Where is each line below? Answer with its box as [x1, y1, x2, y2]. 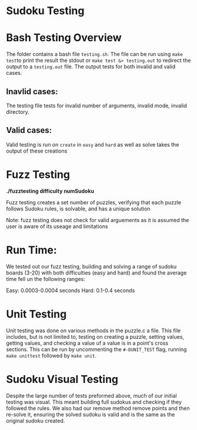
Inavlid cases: [6, 87, 58, 97]
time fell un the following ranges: [6, 275, 85, 282]
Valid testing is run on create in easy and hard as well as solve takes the [6, 141, 179, 148]
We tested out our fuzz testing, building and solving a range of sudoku [6, 263, 177, 270]
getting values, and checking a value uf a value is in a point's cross [6, 339, 169, 346]
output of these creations [6, 147, 68, 154]
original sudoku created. [6, 417, 65, 424]
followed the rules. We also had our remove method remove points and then [6, 405, 190, 412]
